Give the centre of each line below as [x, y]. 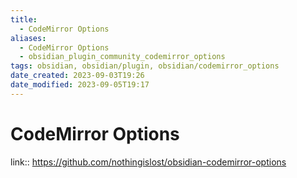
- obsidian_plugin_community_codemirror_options [122, 57]
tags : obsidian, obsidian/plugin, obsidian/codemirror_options [145, 66]
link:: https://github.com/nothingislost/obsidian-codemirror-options [148, 162]
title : [24, 19]
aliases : [28, 38]
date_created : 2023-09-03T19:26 [77, 76]
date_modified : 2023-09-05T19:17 [80, 85]
